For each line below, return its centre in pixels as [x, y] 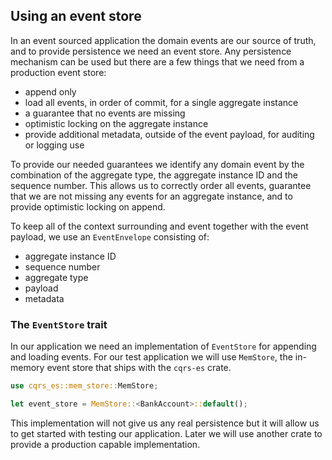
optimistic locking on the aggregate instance [116, 123]
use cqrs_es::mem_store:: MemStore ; [84, 386]
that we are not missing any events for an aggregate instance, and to [151, 196]
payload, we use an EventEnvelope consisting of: [110, 236]
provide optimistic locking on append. [88, 206]
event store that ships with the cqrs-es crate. [139, 368]
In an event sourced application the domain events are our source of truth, [163, 40]
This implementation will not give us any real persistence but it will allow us [165, 423]
